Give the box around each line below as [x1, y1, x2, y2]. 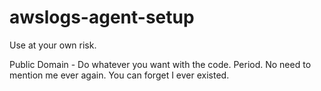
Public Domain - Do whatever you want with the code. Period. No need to [9, 58, 312, 70]
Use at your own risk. [9, 39, 97, 51]
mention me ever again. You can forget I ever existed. [9, 69, 230, 81]
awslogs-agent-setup [9, 6, 195, 29]
